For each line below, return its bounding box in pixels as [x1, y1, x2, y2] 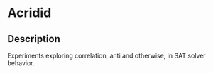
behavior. [7, 59, 35, 67]
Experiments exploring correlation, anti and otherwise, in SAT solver [7, 51, 206, 60]
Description [7, 33, 60, 45]
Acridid [7, 5, 52, 21]
